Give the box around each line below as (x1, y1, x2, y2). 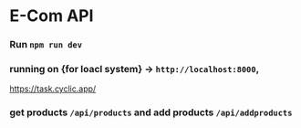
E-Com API (9, 5, 94, 27)
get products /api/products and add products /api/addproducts (9, 106, 293, 119)
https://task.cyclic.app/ (9, 83, 97, 94)
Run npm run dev (9, 38, 83, 51)
